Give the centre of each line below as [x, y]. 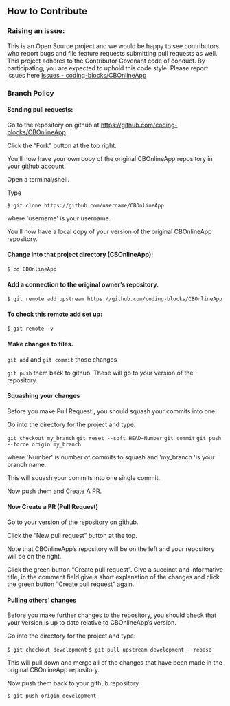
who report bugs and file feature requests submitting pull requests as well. [112, 53]
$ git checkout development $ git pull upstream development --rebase [110, 650]
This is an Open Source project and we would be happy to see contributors [113, 46]
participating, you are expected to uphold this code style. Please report [108, 68]
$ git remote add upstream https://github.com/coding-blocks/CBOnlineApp [115, 299]
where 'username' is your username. [59, 218]
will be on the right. [34, 557]
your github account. [37, 166]
